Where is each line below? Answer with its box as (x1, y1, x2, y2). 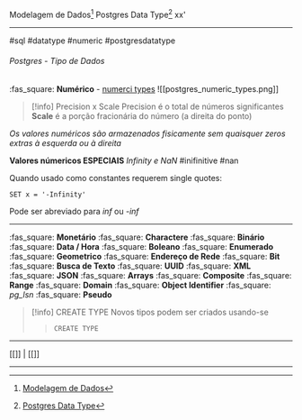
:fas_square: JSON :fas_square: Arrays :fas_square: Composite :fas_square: (9, 269, 292, 280)
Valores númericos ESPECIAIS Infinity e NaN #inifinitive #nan (9, 155, 239, 166)
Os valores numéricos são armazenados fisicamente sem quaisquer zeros (9, 128, 286, 139)
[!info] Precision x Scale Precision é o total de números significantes (31, 101, 285, 112)
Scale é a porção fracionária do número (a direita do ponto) (31, 110, 253, 121)
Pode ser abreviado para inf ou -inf (9, 205, 139, 216)
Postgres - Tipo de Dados (9, 56, 105, 67)
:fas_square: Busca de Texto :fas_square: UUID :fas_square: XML (9, 260, 252, 271)
